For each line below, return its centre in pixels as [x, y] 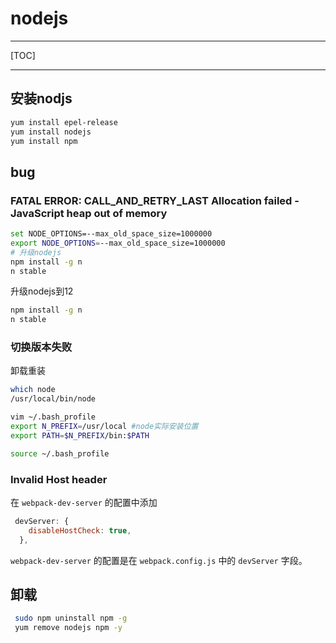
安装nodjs [41, 98]
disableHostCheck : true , [80, 530]
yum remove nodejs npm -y [68, 628]
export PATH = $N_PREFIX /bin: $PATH [80, 435]
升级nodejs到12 [42, 291]
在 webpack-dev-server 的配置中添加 [84, 503]
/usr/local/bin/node [53, 399]
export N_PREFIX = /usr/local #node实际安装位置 [104, 427]
